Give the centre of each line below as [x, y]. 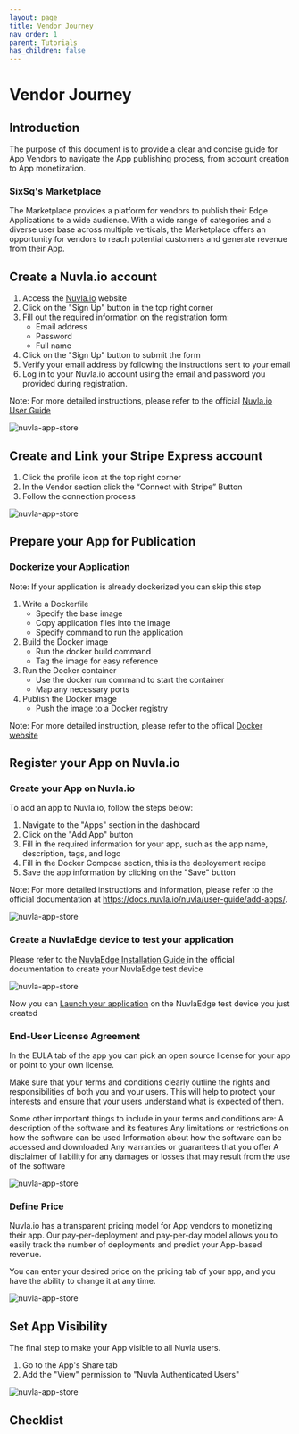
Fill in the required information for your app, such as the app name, [145, 844]
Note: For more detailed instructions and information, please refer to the [141, 890]
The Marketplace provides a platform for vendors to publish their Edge [139, 211]
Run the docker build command [93, 651]
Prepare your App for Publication [103, 542]
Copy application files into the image [103, 622]
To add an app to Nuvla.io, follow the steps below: [101, 808]
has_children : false [48, 51]
